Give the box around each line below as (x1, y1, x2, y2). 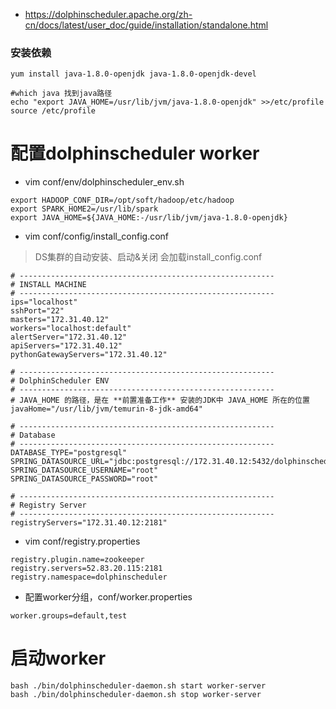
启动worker (10, 647, 107, 670)
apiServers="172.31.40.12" (10, 341, 123, 351)
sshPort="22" (10, 306, 65, 316)
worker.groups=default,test (10, 611, 128, 621)
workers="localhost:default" (10, 324, 132, 334)
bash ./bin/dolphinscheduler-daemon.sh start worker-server (10, 681, 267, 691)
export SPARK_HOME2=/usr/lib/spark (10, 204, 159, 214)
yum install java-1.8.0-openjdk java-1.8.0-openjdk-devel (10, 69, 257, 79)
